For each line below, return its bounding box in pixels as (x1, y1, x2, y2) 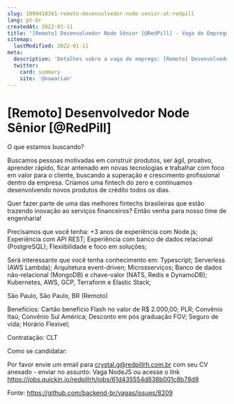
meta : (7, 49, 23, 56)
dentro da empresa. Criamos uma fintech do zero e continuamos (7, 178, 193, 187)
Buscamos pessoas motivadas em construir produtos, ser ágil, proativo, (7, 156, 214, 164)
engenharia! (7, 214, 42, 223)
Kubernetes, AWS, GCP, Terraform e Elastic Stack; (7, 278, 152, 286)
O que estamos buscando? (7, 143, 85, 151)
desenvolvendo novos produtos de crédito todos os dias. (7, 186, 171, 194)
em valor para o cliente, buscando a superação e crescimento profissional (7, 171, 221, 180)
